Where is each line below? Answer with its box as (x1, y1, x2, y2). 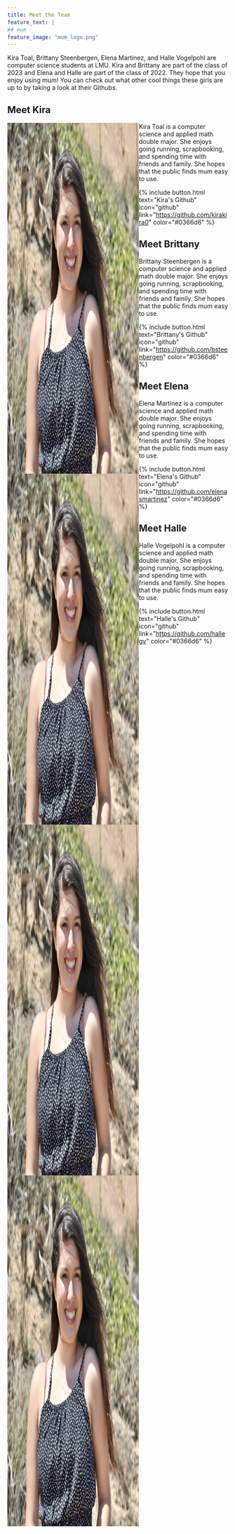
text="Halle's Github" (139, 614, 200, 622)
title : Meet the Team (7, 11, 71, 18)
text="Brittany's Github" (139, 330, 208, 338)
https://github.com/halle (155, 629, 226, 638)
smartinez (139, 495, 168, 503)
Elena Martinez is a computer (139, 399, 223, 407)
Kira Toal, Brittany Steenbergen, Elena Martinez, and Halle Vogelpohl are (7, 53, 217, 62)
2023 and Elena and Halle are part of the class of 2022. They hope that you (7, 69, 226, 77)
